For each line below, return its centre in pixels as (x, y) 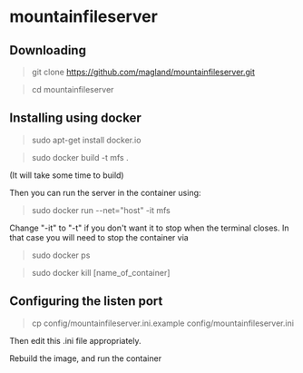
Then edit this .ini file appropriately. (76, 340)
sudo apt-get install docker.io (86, 140)
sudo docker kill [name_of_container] (101, 272)
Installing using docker (76, 118)
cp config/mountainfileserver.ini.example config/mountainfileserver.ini (163, 323)
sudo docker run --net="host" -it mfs (101, 210)
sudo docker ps (61, 255)
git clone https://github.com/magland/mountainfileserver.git (143, 72)
